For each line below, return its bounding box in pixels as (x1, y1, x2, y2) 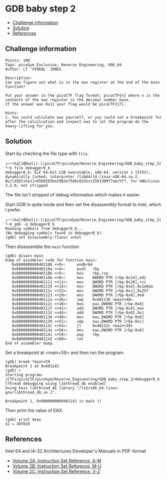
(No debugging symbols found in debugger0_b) (5, 230, 101, 235)
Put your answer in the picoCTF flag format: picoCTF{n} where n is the (5, 93, 160, 98)
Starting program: (5, 372, 43, 377)
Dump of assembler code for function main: (5, 257, 97, 262)
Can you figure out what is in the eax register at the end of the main (5, 79, 160, 85)
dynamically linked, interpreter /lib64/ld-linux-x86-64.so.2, (5, 174, 140, 179)
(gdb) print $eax (5, 417, 41, 422)
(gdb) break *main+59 (5, 359, 50, 364)
